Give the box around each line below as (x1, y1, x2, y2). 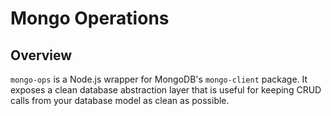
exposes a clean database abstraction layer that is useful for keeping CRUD (10, 84, 322, 96)
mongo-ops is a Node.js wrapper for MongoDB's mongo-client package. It (10, 73, 308, 85)
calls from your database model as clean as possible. (10, 95, 230, 106)
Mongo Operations (10, 7, 170, 30)
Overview (10, 47, 73, 64)
